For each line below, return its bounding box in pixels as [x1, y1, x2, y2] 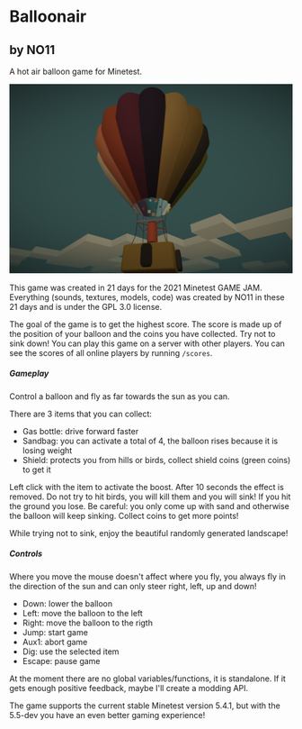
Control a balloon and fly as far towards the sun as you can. [9, 390, 231, 402]
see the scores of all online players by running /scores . [9, 347, 213, 358]
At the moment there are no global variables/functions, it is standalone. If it [9, 673, 286, 684]
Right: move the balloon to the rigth [22, 617, 153, 628]
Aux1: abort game [22, 636, 88, 647]
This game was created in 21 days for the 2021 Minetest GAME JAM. [9, 282, 262, 293]
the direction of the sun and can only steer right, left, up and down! [9, 580, 258, 591]
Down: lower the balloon [22, 597, 113, 609]
